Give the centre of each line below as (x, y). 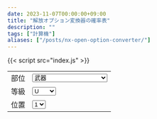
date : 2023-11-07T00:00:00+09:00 (57, 14)
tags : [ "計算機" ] (31, 34)
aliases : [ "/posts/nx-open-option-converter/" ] (79, 40)
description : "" (31, 27)
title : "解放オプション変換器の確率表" (59, 21)
